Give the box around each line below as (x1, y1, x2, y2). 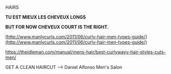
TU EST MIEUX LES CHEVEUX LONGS (5, 14, 86, 20)
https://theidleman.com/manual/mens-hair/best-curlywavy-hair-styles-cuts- (5, 49, 166, 55)
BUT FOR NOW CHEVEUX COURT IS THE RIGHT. (5, 24, 109, 30)
